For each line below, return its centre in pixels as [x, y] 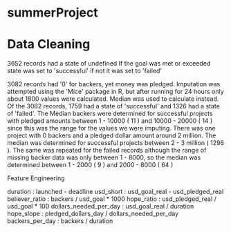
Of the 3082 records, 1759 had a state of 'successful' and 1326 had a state [113, 106]
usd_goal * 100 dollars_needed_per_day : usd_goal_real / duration [101, 206]
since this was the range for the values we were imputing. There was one [111, 128]
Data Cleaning [49, 45]
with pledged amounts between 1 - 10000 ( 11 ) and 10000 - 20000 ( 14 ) [110, 121]
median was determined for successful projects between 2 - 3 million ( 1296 [116, 143]
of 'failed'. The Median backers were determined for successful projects [110, 114]
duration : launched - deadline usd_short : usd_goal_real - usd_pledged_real [115, 192]
